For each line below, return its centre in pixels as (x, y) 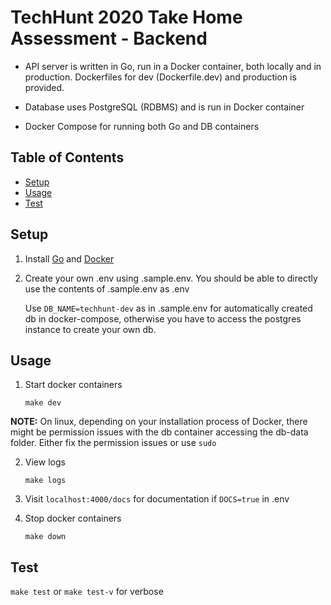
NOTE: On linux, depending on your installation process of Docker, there (159, 422)
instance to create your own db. (90, 329)
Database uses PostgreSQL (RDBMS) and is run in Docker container (164, 107)
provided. (44, 87)
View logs (45, 462)
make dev (43, 403)
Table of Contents (67, 157)
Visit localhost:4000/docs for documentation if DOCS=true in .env (157, 499)
